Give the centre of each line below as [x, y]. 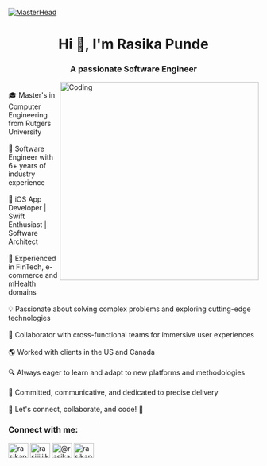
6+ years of [27, 166]
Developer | [27, 208]
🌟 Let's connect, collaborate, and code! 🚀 [76, 410]
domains [23, 292]
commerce [26, 275]
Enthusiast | [28, 225]
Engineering [28, 115]
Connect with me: [43, 430]
